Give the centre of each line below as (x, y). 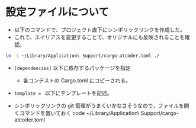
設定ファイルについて (57, 12)
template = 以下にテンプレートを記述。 (63, 93)
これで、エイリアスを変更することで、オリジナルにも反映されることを (99, 37)
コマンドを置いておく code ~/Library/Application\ (79, 113)
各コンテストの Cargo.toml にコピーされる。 (77, 80)
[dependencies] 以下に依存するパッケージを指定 (72, 68)
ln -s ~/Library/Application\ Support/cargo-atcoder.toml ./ (83, 56)
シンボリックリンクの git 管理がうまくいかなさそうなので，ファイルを (99, 105)
